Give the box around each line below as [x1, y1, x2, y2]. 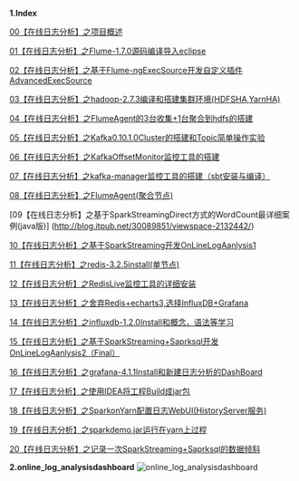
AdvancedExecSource [9, 75, 92, 85]
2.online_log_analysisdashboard [9, 462, 135, 472]
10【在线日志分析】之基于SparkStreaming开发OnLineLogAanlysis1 [9, 240, 256, 250]
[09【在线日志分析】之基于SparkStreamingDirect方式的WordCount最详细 [9, 209, 283, 220]
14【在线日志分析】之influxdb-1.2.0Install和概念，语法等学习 [9, 317, 234, 327]
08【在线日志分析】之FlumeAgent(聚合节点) [9, 190, 174, 200]
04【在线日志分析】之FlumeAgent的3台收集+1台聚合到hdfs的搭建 [9, 113, 254, 123]
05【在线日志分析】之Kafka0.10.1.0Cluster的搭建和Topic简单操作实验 [9, 132, 265, 143]
